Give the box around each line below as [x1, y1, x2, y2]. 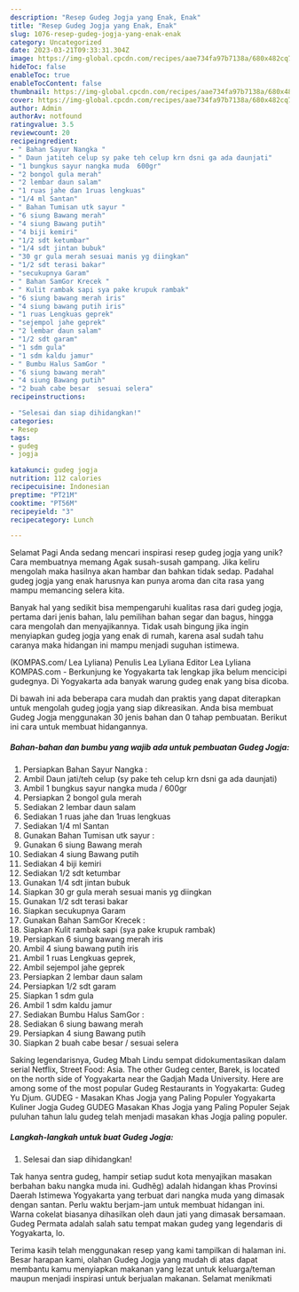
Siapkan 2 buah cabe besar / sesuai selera [22, 1037, 179, 1048]
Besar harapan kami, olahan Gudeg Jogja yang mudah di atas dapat [10, 1255, 258, 1265]
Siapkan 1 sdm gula [22, 990, 94, 1001]
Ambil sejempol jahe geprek [22, 962, 125, 973]
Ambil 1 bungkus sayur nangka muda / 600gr [22, 783, 187, 794]
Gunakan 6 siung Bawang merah [22, 839, 143, 850]
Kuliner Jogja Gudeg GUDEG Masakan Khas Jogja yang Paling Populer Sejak [10, 1102, 290, 1113]
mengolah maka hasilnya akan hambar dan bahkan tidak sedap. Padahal [10, 566, 274, 577]
